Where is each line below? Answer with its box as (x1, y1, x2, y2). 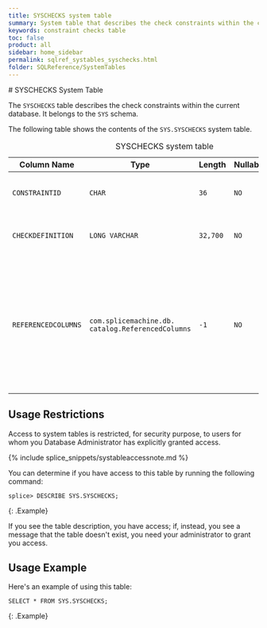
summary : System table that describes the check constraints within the (8, 19, 254, 27)
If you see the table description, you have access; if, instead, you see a (8, 521, 241, 530)
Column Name (19, 159, 75, 170)
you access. (8, 537, 48, 548)
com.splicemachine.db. (89, 316, 176, 326)
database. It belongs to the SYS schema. (8, 109, 139, 118)
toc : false (8, 33, 44, 42)
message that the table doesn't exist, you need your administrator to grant (8, 530, 251, 539)
